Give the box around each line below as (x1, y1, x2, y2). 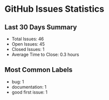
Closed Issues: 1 (11, 47, 44, 52)
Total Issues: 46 (11, 36, 44, 42)
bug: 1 (11, 78, 24, 84)
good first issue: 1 (11, 89, 47, 95)
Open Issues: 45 (11, 41, 45, 47)
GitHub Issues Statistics (4, 3, 105, 15)
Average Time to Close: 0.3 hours (11, 51, 79, 57)
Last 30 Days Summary (4, 23, 77, 31)
